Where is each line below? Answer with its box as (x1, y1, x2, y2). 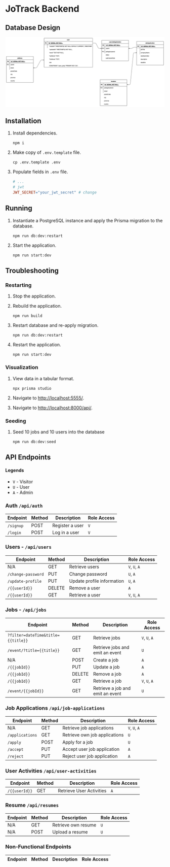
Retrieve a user (69, 592, 101, 598)
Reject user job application (62, 753, 118, 759)
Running (5, 204, 33, 213)
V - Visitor (12, 478, 33, 485)
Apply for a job (62, 739, 93, 745)
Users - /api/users (5, 544, 52, 551)
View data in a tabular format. (12, 375, 74, 381)
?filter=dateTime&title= (7, 633, 60, 638)
